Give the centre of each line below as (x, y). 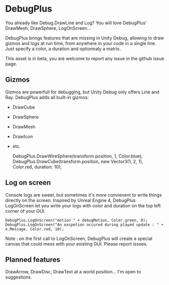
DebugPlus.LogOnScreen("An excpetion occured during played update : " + (84, 225)
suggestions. (19, 277)
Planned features (33, 259)
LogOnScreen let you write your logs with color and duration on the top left (83, 206)
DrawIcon (22, 136)
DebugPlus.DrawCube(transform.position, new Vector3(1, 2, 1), (78, 161)
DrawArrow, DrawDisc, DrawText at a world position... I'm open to (73, 272)
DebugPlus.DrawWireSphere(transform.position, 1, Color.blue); (77, 156)
